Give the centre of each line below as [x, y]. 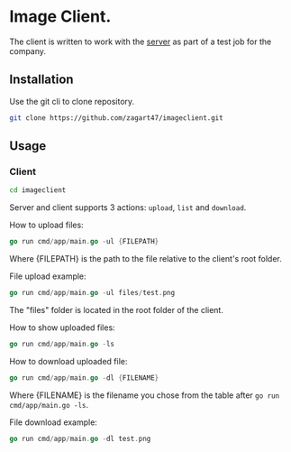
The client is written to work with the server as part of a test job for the [141, 42]
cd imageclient [38, 190]
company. [28, 51]
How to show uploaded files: [62, 327]
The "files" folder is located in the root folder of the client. [116, 309]
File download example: [53, 422]
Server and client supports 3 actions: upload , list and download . [128, 208]
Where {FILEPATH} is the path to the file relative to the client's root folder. [145, 259]
